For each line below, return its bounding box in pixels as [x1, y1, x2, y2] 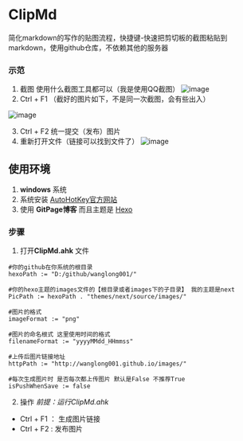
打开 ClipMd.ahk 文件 [19, 246, 90, 256]
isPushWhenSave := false [8, 382, 91, 391]
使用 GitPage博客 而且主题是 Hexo [19, 205, 133, 214]
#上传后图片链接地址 [8, 353, 66, 361]
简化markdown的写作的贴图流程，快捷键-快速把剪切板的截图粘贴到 [8, 33, 228, 42]
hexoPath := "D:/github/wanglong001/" [8, 271, 137, 279]
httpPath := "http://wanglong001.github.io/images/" [8, 360, 187, 368]
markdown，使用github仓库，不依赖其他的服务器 [8, 42, 169, 53]
